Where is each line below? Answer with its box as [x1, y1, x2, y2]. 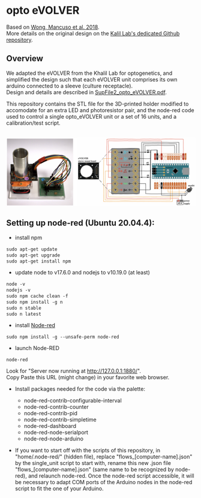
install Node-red [14, 321, 55, 328]
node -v [6, 281, 26, 287]
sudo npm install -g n [6, 299, 63, 305]
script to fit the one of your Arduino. [14, 485, 104, 492]
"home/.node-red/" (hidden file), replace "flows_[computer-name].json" [14, 453, 193, 460]
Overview [6, 53, 44, 64]
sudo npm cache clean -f [6, 293, 68, 299]
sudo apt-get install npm [6, 258, 71, 264]
